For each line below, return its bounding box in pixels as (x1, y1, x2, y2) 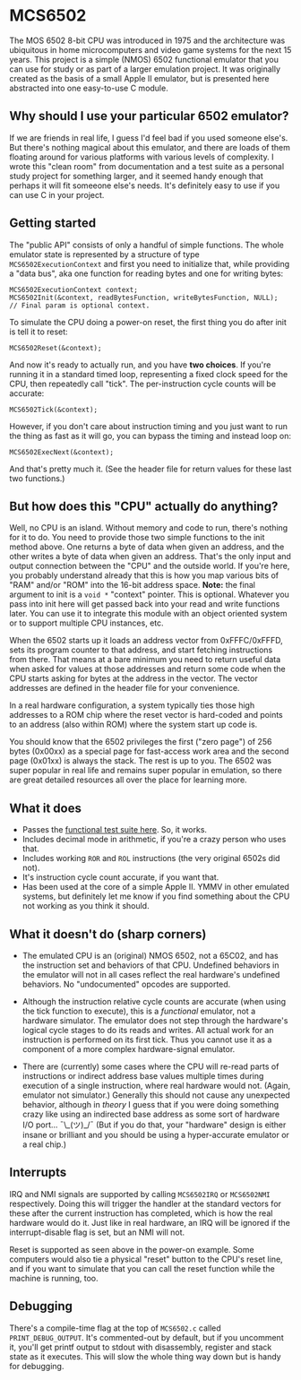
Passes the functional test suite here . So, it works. (21, 824, 208, 835)
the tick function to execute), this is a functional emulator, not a (21, 1005, 256, 1016)
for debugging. (9, 1360, 64, 1371)
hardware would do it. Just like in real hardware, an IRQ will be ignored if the (9, 1217, 291, 1228)
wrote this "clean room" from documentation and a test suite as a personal (9, 160, 285, 171)
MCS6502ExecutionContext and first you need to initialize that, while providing (9, 258, 290, 269)
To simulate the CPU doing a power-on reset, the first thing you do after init (9, 316, 287, 327)
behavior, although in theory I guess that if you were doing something (21, 1100, 279, 1109)
